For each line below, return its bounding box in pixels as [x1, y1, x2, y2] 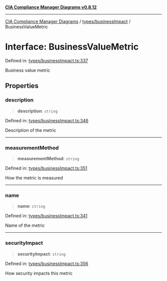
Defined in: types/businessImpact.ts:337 [5, 57, 88, 64]
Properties [5, 82, 39, 90]
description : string [17, 108, 58, 114]
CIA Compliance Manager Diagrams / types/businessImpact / [5, 18, 131, 24]
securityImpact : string [17, 251, 66, 257]
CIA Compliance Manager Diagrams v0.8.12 [5, 4, 97, 10]
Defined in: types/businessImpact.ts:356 [5, 261, 88, 267]
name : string [17, 203, 46, 209]
